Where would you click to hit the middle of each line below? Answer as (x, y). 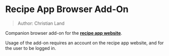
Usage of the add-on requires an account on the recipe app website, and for (84, 43)
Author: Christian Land (41, 23)
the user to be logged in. (31, 48)
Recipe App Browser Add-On (67, 9)
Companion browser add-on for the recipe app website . (64, 33)
